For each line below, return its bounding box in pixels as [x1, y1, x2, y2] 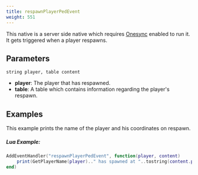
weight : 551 [6, 14, 35, 20]
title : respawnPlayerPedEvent [6, 8, 81, 15]
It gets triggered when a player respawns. [6, 37, 108, 44]
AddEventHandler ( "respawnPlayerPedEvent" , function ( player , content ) [6, 153, 181, 159]
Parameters [6, 54, 50, 64]
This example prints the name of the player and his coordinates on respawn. [6, 125, 191, 132]
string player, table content [6, 69, 81, 75]
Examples [6, 109, 43, 119]
